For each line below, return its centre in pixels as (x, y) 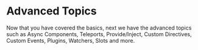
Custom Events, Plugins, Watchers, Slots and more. (71, 40)
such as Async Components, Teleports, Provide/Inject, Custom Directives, (99, 34)
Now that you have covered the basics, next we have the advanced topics (99, 28)
